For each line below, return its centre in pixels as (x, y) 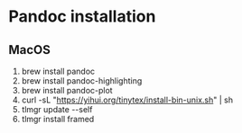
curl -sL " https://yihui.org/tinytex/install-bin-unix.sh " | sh (127, 100)
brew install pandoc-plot (67, 90)
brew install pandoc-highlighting (82, 81)
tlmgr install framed (58, 119)
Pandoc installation (82, 17)
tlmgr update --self (57, 109)
